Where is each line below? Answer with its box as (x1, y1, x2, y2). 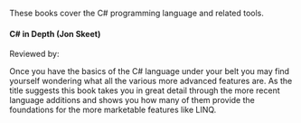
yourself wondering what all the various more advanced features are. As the (9, 76, 293, 87)
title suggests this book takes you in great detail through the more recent (9, 85, 280, 96)
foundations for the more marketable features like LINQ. (9, 104, 217, 116)
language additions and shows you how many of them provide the (9, 95, 255, 106)
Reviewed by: (9, 49, 60, 60)
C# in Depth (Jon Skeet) (9, 28, 101, 39)
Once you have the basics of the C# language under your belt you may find (9, 66, 290, 77)
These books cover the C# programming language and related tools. (9, 8, 265, 18)
